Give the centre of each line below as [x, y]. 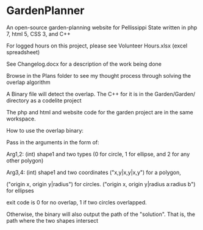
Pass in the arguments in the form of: [53, 142]
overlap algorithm [28, 82]
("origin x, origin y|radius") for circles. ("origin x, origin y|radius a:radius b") [101, 184]
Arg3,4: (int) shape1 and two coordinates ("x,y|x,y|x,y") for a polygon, [94, 172]
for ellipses [20, 190]
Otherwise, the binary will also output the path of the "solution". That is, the [101, 214]
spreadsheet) [23, 52]
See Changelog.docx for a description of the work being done [84, 64]
